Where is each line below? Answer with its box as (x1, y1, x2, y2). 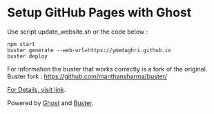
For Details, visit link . (7, 85, 66, 93)
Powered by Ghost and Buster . (7, 98, 94, 107)
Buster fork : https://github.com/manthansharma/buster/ (7, 72, 168, 80)
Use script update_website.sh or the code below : (7, 27, 148, 36)
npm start (7, 41, 36, 47)
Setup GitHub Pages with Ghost (7, 5, 192, 21)
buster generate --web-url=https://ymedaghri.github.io (7, 47, 171, 54)
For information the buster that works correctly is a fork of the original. (7, 65, 208, 73)
